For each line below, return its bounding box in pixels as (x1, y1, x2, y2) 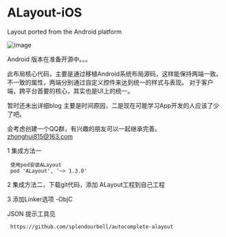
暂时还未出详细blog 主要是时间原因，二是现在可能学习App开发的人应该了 (7, 101, 214, 109)
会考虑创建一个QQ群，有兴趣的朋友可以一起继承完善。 (7, 124, 161, 133)
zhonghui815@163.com (7, 132, 74, 140)
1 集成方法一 (7, 146, 42, 155)
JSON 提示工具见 (7, 210, 56, 218)
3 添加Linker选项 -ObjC (7, 194, 74, 203)
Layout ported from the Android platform (7, 27, 122, 36)
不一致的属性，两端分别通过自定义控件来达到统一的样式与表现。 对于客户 (7, 78, 214, 87)
